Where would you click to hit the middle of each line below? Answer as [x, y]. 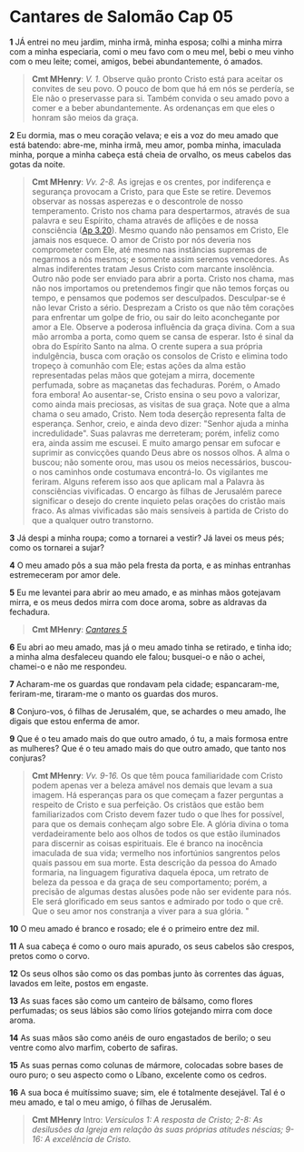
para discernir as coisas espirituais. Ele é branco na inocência [147, 843]
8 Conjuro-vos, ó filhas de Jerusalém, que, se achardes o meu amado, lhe [148, 711]
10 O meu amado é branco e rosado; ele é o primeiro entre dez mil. [134, 928]
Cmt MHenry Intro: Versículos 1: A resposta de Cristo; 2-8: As [147, 1119]
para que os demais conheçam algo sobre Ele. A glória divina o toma [160, 824]
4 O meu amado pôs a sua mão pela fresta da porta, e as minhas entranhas [150, 565]
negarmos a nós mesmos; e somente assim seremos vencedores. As [160, 259]
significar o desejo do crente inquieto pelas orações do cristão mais [158, 500]
